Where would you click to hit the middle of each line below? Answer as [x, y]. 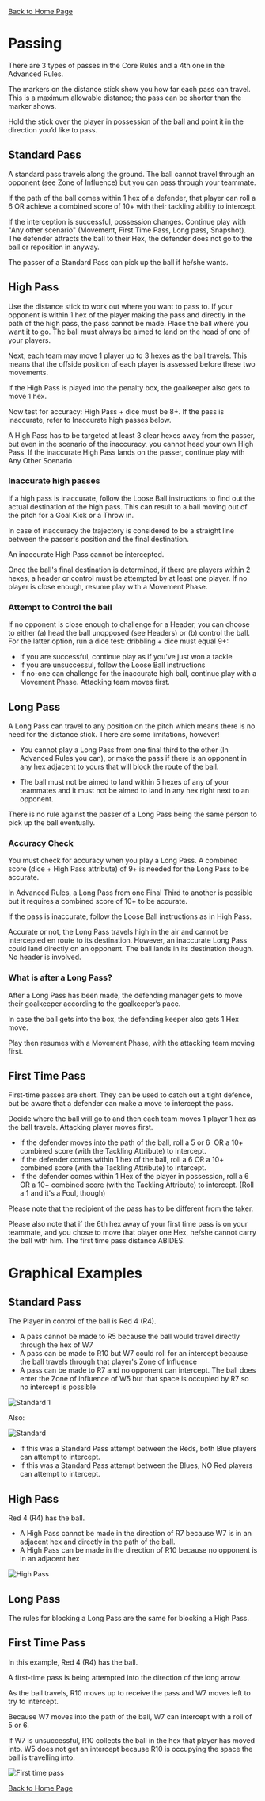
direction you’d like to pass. [53, 129]
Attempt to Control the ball [60, 607]
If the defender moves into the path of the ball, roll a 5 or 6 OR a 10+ [131, 1142]
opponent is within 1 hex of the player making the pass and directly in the [127, 315]
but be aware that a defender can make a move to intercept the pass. [121, 1104]
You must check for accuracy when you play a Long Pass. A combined [123, 861]
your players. [30, 340]
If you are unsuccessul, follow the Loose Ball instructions [112, 665]
